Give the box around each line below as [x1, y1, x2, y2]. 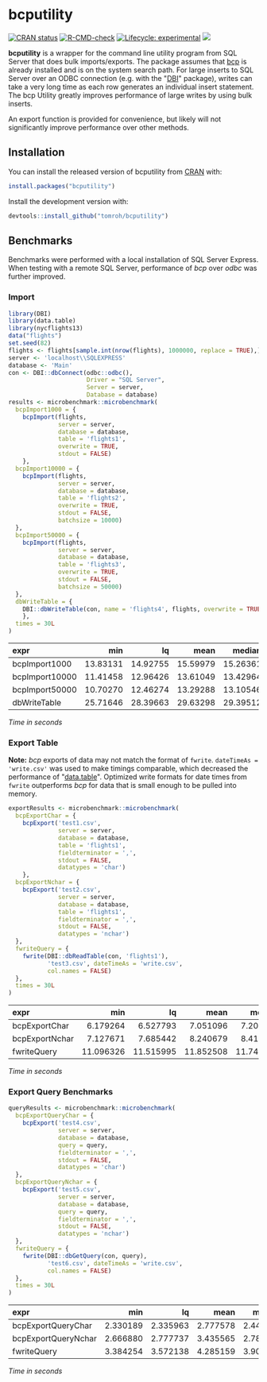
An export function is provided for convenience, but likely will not [8, 114, 222, 124]
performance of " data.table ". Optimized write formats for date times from [8, 772, 248, 782]
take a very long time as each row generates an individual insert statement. [8, 82, 254, 91]
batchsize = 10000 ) [58, 516, 123, 525]
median [232, 645, 262, 656]
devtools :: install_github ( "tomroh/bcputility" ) [8, 212, 169, 220]
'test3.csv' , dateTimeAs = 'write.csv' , [47, 959, 183, 967]
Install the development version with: [8, 196, 129, 206]
